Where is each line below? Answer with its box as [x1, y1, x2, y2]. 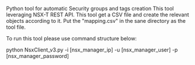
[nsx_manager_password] [6, 53, 70, 59]
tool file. [6, 23, 26, 30]
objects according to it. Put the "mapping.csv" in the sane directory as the [6, 18, 186, 24]
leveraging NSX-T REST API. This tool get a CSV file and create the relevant [6, 11, 190, 18]
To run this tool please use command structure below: [6, 35, 137, 42]
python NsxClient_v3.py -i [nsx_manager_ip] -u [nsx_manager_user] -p [6, 46, 178, 53]
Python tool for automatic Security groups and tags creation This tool [6, 5, 174, 12]
